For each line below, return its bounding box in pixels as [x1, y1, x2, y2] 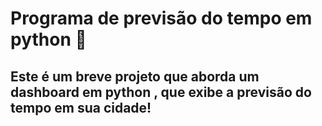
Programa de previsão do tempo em [10, 7, 313, 30]
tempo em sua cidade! [10, 99, 152, 116]
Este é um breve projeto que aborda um [10, 68, 260, 85]
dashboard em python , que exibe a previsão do [10, 83, 312, 101]
